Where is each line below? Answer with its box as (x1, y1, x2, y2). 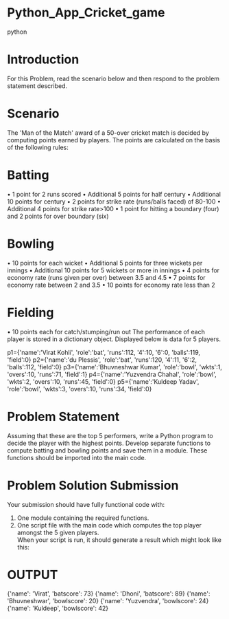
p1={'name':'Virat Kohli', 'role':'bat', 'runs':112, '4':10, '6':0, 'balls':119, (7, 348, 201, 356)
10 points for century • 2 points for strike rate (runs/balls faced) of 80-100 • (7, 197, 221, 206)
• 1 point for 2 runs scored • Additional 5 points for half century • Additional (7, 190, 221, 198)
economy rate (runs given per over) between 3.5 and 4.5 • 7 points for (7, 273, 206, 281)
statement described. (7, 81, 67, 90)
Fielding (7, 305, 54, 321)
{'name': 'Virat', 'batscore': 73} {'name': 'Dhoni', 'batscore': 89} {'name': (7, 589, 210, 598)
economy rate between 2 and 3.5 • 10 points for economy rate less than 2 (7, 281, 216, 289)
